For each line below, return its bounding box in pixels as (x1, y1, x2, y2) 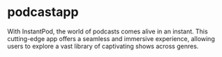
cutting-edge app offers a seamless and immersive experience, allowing (7, 34, 215, 42)
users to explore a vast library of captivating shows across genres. (7, 42, 199, 50)
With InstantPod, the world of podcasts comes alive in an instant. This (7, 27, 208, 35)
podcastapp (7, 4, 79, 20)
